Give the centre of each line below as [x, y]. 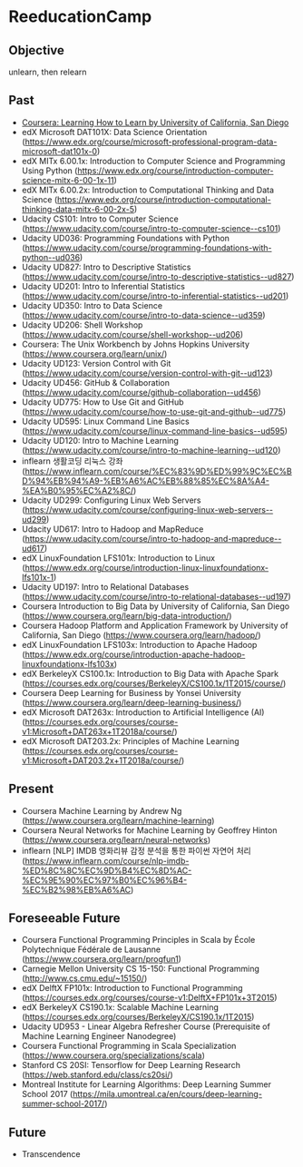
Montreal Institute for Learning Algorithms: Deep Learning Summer [146, 1084]
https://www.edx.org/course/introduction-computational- [164, 199]
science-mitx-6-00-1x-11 [68, 180]
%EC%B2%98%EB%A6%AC [76, 889]
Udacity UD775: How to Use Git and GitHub [103, 402]
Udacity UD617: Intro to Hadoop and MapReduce [112, 529]
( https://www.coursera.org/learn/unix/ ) [94, 353]
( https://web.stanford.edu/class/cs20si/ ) [97, 1075]
